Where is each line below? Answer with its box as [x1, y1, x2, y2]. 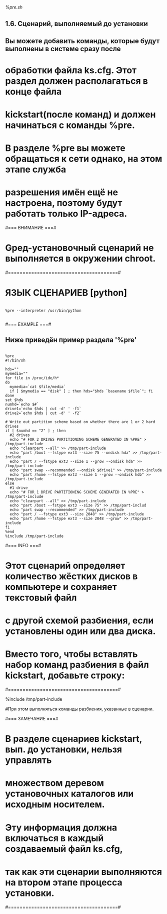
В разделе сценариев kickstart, [5, 733, 142, 745]
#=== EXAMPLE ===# [5, 321, 51, 327]
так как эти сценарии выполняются [5, 866, 162, 877]
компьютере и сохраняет [5, 581, 117, 592]
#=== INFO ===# [5, 542, 41, 548]
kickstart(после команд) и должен [5, 108, 156, 120]
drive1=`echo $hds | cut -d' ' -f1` [5, 406, 81, 411]
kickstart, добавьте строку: [5, 670, 125, 681]
